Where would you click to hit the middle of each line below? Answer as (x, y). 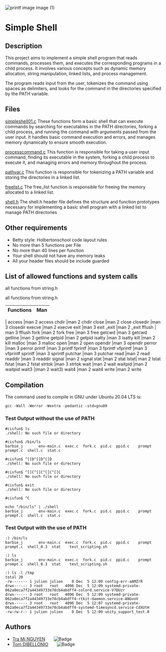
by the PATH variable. (27, 94)
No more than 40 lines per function (48, 250)
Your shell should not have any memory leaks (59, 256)
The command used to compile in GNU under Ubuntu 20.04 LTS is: (73, 397)
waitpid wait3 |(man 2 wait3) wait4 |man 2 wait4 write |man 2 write (73, 370)
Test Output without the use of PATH (50, 419)
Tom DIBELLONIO (30, 644)
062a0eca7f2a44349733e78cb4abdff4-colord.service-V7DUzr (65, 590)
